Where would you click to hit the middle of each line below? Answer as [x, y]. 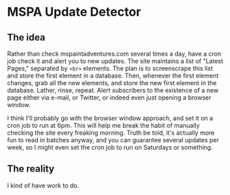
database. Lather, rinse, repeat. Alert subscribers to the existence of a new [113, 90]
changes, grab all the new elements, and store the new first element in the [112, 83]
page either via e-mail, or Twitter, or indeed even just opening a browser [109, 97]
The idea [26, 37]
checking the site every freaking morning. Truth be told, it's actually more [111, 133]
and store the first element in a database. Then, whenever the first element [113, 76]
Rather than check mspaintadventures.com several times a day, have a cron [114, 54]
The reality [31, 169]
